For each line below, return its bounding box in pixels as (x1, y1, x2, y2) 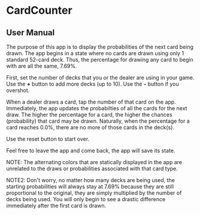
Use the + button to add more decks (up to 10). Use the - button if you (6, 80, 179, 87)
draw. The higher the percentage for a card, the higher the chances (6, 111, 172, 118)
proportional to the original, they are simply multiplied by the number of (6, 189, 182, 196)
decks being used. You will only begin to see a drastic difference (6, 196, 166, 202)
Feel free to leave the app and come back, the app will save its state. (6, 147, 175, 154)
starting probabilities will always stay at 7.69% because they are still (6, 183, 174, 190)
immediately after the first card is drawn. (6, 202, 107, 209)
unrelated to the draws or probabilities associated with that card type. (6, 165, 178, 172)
